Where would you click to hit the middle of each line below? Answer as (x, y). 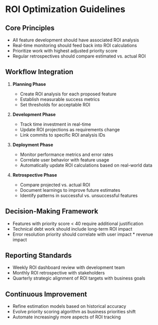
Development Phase (34, 114)
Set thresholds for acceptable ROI (55, 104)
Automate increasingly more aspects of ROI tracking (67, 317)
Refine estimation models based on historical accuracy (69, 306)
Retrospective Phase (35, 175)
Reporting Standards (38, 256)
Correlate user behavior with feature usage (65, 159)
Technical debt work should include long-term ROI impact (72, 229)
